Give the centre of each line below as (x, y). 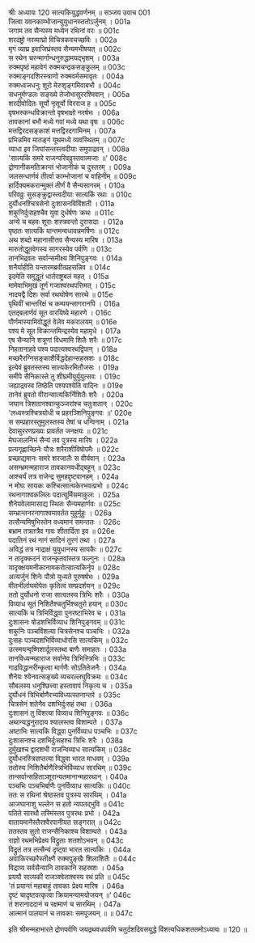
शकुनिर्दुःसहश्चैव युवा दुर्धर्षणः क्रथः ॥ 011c (62, 213)
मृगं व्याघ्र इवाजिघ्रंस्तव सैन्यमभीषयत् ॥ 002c (65, 49)
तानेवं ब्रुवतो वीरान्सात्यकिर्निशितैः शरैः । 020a (66, 395)
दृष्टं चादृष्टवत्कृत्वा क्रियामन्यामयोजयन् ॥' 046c (70, 895)
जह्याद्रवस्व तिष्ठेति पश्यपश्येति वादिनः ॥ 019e (66, 385)
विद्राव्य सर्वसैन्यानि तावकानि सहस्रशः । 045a (66, 868)
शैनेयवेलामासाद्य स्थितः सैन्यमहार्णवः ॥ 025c (65, 504)
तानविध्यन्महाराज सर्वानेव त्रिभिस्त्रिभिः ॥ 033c (67, 658)
